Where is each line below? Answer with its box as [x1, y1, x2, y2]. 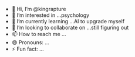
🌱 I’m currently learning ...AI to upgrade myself [11, 18, 125, 24]
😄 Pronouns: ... [11, 39, 50, 46]
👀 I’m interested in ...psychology [11, 12, 90, 19]
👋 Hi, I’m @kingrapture [11, 6, 66, 12]
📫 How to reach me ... [11, 31, 66, 37]
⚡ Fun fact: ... [11, 45, 44, 52]
